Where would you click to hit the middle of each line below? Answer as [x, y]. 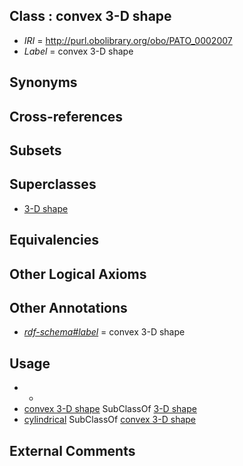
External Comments [72, 450]
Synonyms [43, 82]
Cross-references [66, 116]
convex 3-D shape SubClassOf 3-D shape [110, 409]
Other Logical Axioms [78, 274]
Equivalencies [54, 240]
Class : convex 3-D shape [90, 16]
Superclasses [53, 184]
